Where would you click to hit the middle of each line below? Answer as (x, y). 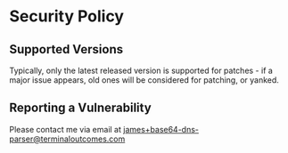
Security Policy (67, 16)
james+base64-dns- (161, 129)
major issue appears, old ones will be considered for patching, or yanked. (144, 80)
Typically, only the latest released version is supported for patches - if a (141, 70)
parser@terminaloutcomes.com (67, 139)
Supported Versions (66, 49)
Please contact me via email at (66, 129)
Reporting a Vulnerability (80, 108)
